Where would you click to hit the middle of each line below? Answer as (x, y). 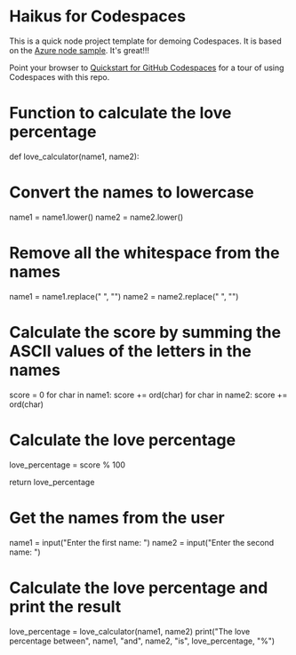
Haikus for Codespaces (98, 16)
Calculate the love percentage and (139, 587)
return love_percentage (52, 482)
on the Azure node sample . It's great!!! (79, 50)
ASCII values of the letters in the (130, 351)
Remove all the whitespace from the (144, 253)
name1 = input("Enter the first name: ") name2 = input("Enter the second (142, 542)
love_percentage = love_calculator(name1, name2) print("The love (130, 631)
